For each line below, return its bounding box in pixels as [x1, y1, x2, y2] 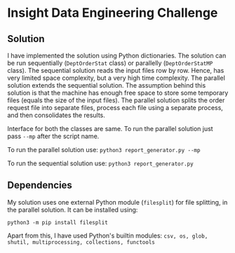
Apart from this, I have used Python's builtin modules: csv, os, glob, [7, 231, 208, 240]
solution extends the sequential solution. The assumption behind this [7, 81, 206, 89]
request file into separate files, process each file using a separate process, [7, 104, 223, 111]
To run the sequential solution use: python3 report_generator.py [7, 159, 194, 167]
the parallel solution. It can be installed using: [7, 205, 138, 214]
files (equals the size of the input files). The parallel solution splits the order [7, 96, 225, 104]
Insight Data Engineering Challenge [7, 5, 218, 21]
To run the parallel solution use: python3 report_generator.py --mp [7, 146, 201, 153]
